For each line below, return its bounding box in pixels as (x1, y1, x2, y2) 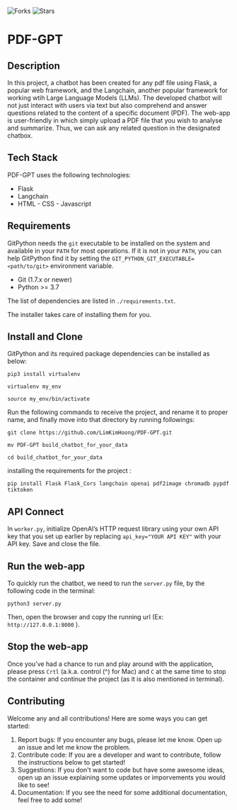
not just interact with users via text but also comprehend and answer (7, 101, 207, 109)
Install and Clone (7, 331, 83, 343)
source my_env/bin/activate (7, 396, 91, 403)
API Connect (7, 506, 64, 518)
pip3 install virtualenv (7, 371, 81, 378)
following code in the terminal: (7, 587, 96, 595)
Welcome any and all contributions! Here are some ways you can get (7, 714, 208, 723)
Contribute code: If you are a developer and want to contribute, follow (17, 750, 221, 759)
